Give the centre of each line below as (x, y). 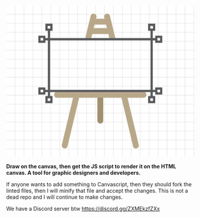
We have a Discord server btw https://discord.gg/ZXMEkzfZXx (83, 208)
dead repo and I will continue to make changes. (64, 197)
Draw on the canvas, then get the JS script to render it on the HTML (91, 166)
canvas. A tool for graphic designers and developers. (73, 172)
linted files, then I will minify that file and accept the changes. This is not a (97, 190)
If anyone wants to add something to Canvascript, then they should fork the (99, 184)
